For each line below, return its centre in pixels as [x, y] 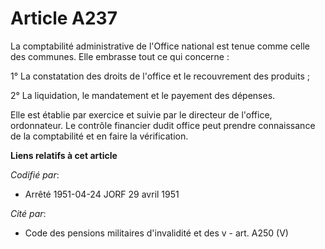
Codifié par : [35, 174]
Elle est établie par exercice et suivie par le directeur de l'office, [141, 114]
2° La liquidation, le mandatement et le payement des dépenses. [143, 95]
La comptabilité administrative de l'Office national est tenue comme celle [160, 46]
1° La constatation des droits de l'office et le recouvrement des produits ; [160, 76]
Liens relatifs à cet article [64, 155]
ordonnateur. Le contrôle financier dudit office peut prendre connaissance [163, 125]
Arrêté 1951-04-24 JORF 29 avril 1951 [102, 194]
